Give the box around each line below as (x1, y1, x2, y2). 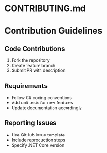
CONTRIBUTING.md (4, 3, 86, 14)
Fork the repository (11, 57, 50, 63)
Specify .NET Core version (11, 142, 65, 148)
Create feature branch (11, 63, 56, 68)
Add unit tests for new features (11, 100, 73, 105)
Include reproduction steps (11, 137, 66, 143)
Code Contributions (4, 44, 66, 52)
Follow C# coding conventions (11, 95, 72, 100)
